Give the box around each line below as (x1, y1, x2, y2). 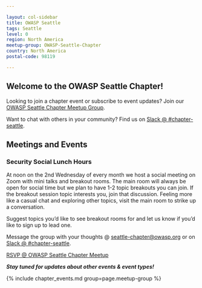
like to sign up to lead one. (6, 221, 73, 229)
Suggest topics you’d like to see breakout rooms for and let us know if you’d (6, 215, 195, 223)
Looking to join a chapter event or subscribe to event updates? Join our (6, 97, 184, 105)
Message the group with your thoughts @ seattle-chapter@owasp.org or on (6, 234, 195, 241)
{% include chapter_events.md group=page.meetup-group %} (6, 275, 161, 282)
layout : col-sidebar (6, 14, 59, 20)
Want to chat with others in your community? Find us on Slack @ (6, 116, 168, 123)
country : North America (6, 48, 67, 54)
